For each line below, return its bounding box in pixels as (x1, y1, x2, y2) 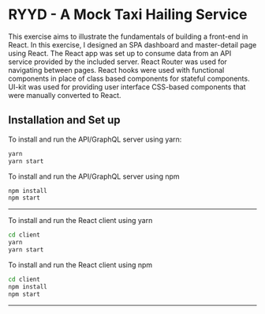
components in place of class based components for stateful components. (8, 74, 250, 83)
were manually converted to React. (8, 90, 121, 100)
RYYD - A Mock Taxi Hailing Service (8, 6, 248, 24)
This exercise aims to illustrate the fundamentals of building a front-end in (8, 32, 248, 41)
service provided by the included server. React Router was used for (8, 57, 227, 66)
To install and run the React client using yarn (8, 216, 153, 225)
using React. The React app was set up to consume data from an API (8, 48, 232, 58)
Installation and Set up (8, 113, 121, 127)
